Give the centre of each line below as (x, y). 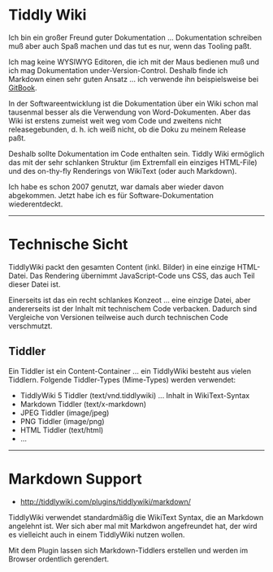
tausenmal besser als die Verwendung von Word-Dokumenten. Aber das (130, 112)
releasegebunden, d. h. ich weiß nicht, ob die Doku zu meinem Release (127, 129)
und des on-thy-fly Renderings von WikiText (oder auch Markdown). (123, 171)
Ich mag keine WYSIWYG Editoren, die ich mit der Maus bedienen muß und (134, 62)
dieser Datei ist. (35, 284)
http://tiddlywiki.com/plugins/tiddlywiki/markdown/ (105, 501)
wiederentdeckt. (36, 204)
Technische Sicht (68, 245)
